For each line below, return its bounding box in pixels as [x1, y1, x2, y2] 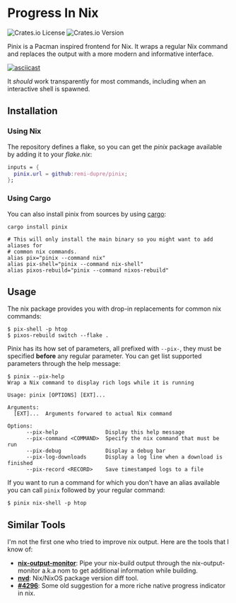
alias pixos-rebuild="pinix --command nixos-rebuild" [7, 267, 170, 274]
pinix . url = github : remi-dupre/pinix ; [13, 170, 129, 178]
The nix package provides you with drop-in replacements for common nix [7, 304, 221, 313]
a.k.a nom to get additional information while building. [42, 566, 198, 575]
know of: [7, 545, 33, 553]
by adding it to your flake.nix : [7, 150, 93, 159]
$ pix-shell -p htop [7, 326, 69, 333]
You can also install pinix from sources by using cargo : [7, 209, 167, 218]
